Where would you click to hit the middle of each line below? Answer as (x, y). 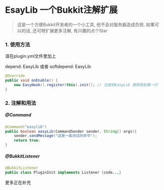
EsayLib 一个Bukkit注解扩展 (61, 10)
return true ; (27, 141)
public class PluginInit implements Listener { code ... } (63, 172)
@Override (15, 76)
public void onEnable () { (31, 81)
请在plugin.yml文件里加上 (31, 56)
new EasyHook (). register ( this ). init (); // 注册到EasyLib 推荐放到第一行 (86, 85)
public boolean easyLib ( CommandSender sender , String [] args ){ (71, 131)
